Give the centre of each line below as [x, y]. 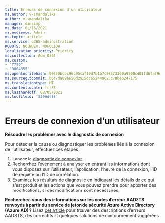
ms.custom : [16, 60]
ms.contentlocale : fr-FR [30, 87]
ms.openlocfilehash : [26, 74]
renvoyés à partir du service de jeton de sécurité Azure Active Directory [80, 205]
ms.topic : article [24, 37]
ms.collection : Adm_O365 [30, 55]
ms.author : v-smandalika [30, 14]
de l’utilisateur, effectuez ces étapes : [43, 149]
